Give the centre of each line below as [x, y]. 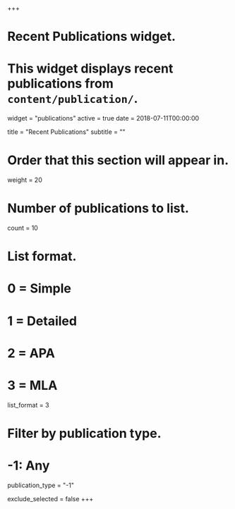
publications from [61, 84]
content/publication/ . [73, 99]
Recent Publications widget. [92, 37]
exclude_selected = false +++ [50, 498]
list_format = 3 [28, 405]
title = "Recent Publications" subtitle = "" [66, 132]
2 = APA [31, 353]
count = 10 [23, 228]
